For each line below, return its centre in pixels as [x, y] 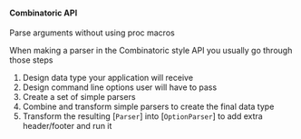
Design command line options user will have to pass [120, 87]
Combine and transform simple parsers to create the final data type [148, 107]
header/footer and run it [67, 126]
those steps [31, 60]
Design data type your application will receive [107, 78]
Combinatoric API [44, 13]
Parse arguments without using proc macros [92, 33]
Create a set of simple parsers [79, 97]
